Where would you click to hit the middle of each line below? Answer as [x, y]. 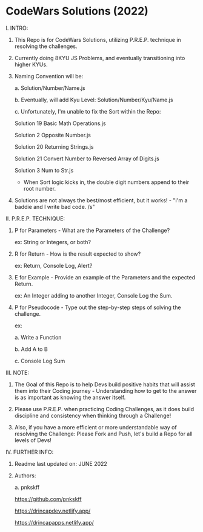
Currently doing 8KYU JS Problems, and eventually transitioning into [100, 58]
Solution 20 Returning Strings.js [54, 146]
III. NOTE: [18, 372]
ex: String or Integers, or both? [53, 242]
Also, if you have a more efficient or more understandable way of [95, 427]
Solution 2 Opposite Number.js [53, 135]
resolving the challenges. [46, 46]
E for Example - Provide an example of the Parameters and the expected [105, 277]
